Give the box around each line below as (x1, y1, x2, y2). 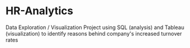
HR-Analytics (5, 4, 74, 18)
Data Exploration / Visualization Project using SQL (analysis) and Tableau (5, 24, 185, 31)
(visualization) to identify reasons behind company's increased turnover (5, 30, 182, 37)
